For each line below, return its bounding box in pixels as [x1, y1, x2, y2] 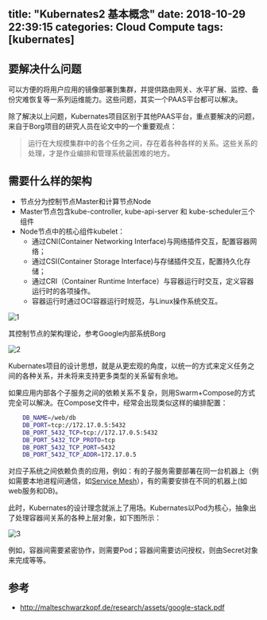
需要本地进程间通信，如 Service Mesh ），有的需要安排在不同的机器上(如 [14, 477, 248, 486]
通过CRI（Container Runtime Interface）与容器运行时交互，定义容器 [31, 277, 254, 286]
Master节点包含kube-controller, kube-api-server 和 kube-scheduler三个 [19, 206, 256, 217]
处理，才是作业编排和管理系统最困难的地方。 [27, 148, 175, 158]
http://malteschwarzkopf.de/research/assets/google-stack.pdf [19, 602, 225, 612]
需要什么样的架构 [8, 174, 92, 187]
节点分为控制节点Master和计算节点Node [19, 197, 152, 206]
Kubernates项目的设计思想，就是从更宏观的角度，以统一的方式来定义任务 [8, 361, 248, 371]
